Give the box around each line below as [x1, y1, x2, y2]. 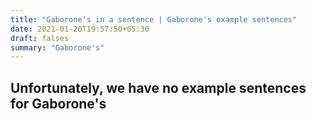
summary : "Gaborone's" [10, 42, 105, 53]
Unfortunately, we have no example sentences [10, 79, 307, 96]
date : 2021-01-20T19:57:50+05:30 [10, 24, 150, 34]
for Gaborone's [10, 95, 107, 112]
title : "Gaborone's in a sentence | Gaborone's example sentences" [10, 14, 298, 25]
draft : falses [10, 33, 70, 43]
